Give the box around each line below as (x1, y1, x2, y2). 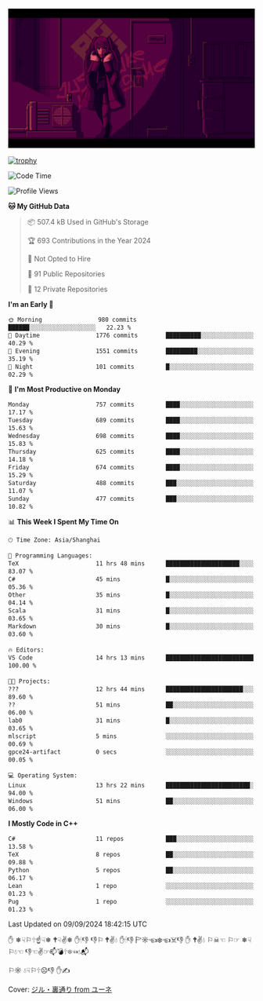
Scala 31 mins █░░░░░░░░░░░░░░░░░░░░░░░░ (8, 606, 254, 615)
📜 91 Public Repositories (27, 269, 106, 279)
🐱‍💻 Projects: (8, 677, 51, 685)
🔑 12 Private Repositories (27, 284, 108, 294)
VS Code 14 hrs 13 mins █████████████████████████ (8, 653, 254, 662)
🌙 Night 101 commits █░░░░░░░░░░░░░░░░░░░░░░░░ (8, 363, 254, 371)
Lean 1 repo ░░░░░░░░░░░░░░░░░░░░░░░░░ (8, 882, 254, 890)
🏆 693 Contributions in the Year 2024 (27, 236, 151, 245)
